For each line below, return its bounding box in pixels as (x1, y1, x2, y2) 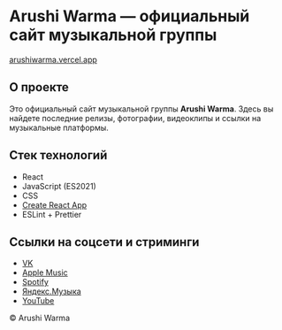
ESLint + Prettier (21, 209, 82, 219)
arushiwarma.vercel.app (9, 54, 97, 65)
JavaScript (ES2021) (21, 180, 97, 191)
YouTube (21, 295, 55, 306)
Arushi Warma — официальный (9, 6, 250, 27)
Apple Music (21, 267, 68, 278)
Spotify (21, 277, 49, 288)
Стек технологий (9, 148, 108, 163)
